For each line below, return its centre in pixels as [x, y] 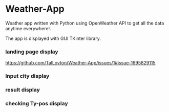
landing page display [32, 52]
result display [23, 90]
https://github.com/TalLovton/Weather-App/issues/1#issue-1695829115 [80, 63]
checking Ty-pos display [37, 104]
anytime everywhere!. [28, 28]
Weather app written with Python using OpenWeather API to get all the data [85, 23]
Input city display [27, 76]
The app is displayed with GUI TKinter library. [53, 38]
